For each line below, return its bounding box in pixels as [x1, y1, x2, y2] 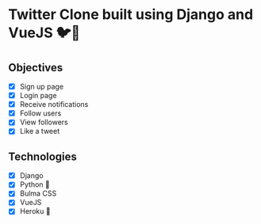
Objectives [8, 61, 63, 74]
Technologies [8, 150, 78, 163]
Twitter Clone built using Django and [8, 6, 254, 24]
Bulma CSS [19, 188, 57, 199]
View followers [19, 117, 69, 127]
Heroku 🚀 [19, 207, 51, 216]
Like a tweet [19, 127, 60, 136]
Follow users [19, 108, 62, 118]
